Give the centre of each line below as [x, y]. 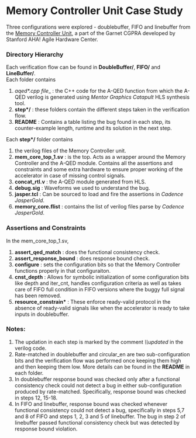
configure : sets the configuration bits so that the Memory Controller [97, 265]
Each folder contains [31, 79]
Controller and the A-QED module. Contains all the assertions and [94, 163]
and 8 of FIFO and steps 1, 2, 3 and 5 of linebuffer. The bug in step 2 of [100, 416]
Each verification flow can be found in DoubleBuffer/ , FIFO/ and [83, 67]
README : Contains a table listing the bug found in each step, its [92, 122]
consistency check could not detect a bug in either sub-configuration [98, 385]
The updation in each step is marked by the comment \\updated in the [99, 342]
